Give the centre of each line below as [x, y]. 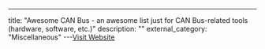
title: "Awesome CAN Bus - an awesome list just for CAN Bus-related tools [128, 20]
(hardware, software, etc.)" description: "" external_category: [108, 29]
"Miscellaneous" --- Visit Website [62, 37]
